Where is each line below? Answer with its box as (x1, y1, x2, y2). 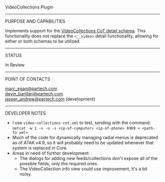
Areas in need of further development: (12, 150, 90, 156)
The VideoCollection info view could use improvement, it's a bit (19, 166, 148, 172)
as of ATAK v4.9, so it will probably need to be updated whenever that (12, 140, 154, 146)
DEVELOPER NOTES (5, 110, 46, 116)
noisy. (19, 171, 32, 177)
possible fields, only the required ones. (19, 161, 99, 166)
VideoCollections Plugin (5, 4, 54, 10)
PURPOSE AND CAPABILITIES (5, 18, 65, 24)
